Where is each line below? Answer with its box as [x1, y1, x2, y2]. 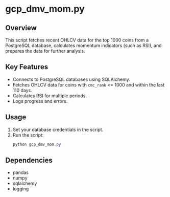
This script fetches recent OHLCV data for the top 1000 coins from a [5, 37, 149, 43]
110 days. [12, 87, 32, 93]
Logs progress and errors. [12, 98, 68, 104]
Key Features [5, 62, 48, 72]
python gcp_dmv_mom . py [12, 142, 61, 147]
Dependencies [5, 156, 53, 164]
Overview [5, 24, 37, 32]
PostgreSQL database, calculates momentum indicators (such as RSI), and [5, 42, 162, 49]
